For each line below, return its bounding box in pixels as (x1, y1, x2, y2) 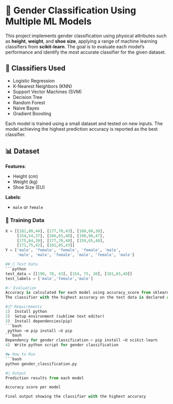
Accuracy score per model (5, 384, 61, 390)
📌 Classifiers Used (5, 64, 66, 73)
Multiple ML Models (5, 15, 92, 27)
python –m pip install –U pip (7, 328, 73, 333)
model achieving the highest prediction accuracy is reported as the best (5, 126, 158, 132)
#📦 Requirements (5, 304, 42, 309)
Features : (5, 163, 26, 169)
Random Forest (12, 99, 45, 106)
